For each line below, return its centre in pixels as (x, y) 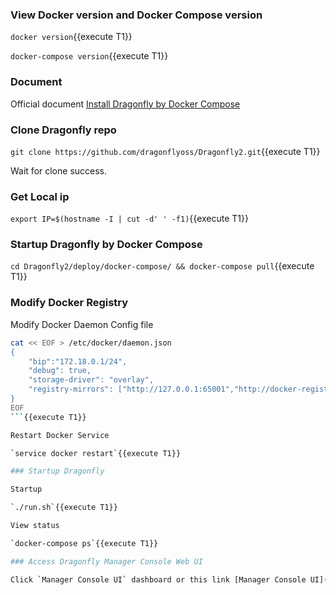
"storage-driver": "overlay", (91, 380)
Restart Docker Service (60, 435)
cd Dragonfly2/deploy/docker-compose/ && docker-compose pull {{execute (162, 266)
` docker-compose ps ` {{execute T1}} (84, 543)
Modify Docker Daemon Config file (82, 324)
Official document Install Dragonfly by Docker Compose (125, 104)
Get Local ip (40, 196)
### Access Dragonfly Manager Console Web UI (106, 561)
